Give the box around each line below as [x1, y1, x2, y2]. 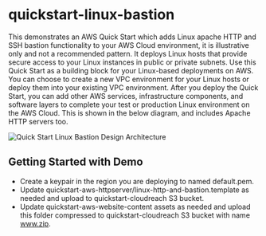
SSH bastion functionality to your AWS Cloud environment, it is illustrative [8, 40, 249, 49]
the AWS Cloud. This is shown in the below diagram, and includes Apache [8, 108, 251, 117]
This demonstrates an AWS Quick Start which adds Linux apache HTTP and [8, 32, 256, 41]
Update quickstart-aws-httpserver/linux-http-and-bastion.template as [19, 185, 249, 195]
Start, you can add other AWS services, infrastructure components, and [8, 91, 244, 100]
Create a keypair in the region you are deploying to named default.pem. [19, 176, 255, 186]
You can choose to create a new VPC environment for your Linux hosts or [8, 74, 249, 84]
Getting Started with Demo [8, 155, 143, 169]
